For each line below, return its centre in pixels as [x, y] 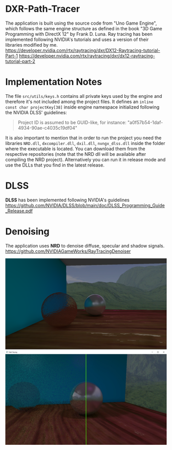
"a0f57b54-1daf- [145, 122]
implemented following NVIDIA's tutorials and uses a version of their [77, 39]
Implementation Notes [54, 82]
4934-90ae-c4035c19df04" [48, 128]
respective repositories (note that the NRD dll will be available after [76, 154]
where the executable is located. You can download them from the [75, 149]
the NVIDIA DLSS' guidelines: [36, 112]
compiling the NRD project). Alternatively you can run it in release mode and [85, 159]
